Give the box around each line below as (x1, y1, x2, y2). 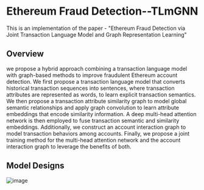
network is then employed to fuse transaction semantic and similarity (6, 117, 180, 124)
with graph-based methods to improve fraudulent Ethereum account (6, 71, 178, 79)
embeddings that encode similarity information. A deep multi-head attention (6, 110, 197, 117)
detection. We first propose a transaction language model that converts (6, 78, 186, 85)
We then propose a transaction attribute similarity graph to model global (6, 97, 187, 104)
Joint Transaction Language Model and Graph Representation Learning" (6, 31, 187, 38)
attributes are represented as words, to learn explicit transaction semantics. (6, 90, 196, 98)
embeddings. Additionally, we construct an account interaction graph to (6, 123, 186, 131)
